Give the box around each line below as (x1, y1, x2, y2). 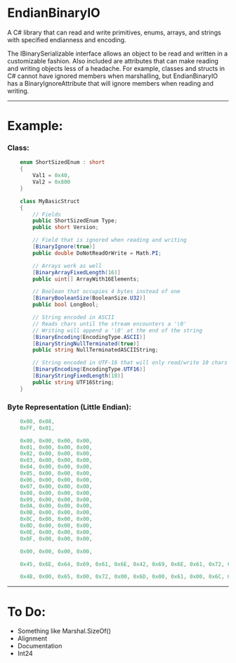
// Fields (32, 211, 61, 218)
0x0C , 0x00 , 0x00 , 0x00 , (20, 515, 93, 523)
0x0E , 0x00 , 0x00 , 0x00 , (20, 529, 93, 536)
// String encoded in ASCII (32, 314, 114, 321)
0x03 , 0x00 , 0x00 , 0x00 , (20, 457, 93, 464)
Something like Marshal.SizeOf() (17, 627, 111, 636)
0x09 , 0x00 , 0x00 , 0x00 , (20, 496, 93, 503)
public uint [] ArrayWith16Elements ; (32, 276, 140, 283)
